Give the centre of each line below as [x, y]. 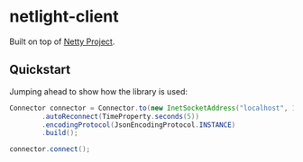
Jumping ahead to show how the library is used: [98, 91]
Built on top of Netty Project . [62, 41]
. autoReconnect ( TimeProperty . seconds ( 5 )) [121, 116]
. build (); [60, 133]
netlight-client [64, 17]
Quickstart [40, 70]
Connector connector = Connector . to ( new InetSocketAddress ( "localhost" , [149, 108]
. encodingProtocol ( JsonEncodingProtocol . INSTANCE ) [139, 125]
